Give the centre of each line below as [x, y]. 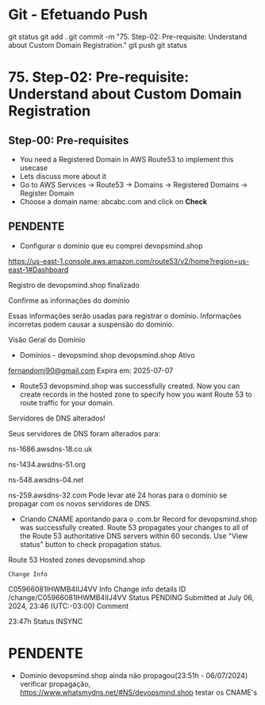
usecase [34, 168]
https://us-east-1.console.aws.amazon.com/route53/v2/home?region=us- [129, 261]
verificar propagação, [55, 684]
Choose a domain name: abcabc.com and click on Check [113, 201]
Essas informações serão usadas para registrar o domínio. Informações [125, 316]
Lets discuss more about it [63, 176]
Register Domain [47, 193]
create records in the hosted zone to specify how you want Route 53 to [136, 394]
